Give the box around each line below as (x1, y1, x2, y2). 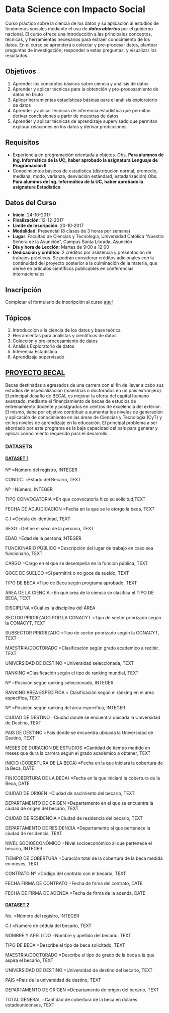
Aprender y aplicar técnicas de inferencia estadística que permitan (12, 107, 151, 113)
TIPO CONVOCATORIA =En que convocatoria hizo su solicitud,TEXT (5, 496, 146, 502)
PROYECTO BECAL (5, 369, 65, 377)
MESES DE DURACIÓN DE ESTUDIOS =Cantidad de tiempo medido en (5, 745, 150, 751)
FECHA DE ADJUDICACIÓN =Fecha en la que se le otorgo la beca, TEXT (5, 505, 155, 512)
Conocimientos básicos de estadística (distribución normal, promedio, (12, 168, 158, 174)
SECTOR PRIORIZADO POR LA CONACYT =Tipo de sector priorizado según (5, 614, 162, 620)
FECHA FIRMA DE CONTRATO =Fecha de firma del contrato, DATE (5, 880, 143, 886)
